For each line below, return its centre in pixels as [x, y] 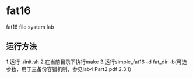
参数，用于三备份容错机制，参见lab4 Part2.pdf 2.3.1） [70, 69]
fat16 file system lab [30, 27]
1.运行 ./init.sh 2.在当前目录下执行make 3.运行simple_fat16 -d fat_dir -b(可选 [96, 62]
